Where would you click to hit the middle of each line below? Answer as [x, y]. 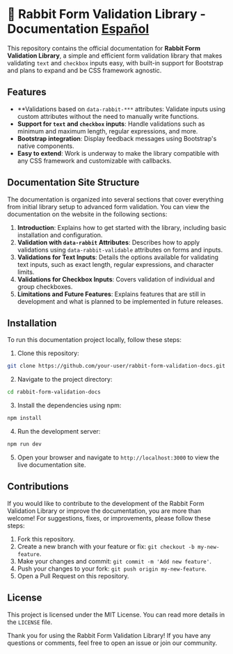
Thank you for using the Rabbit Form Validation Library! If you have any [109, 635]
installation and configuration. [60, 235]
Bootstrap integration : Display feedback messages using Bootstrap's [117, 138]
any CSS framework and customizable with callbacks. [94, 161]
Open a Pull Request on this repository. [73, 575]
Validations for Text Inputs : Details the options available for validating [118, 257]
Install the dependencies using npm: [69, 405]
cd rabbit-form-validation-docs [54, 392]
